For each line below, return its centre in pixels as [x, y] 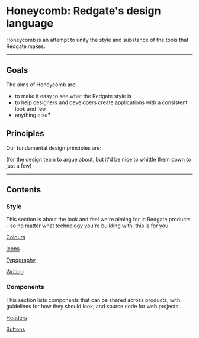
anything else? [33, 115]
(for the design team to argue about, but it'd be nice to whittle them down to [99, 159]
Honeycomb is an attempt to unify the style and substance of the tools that [97, 40]
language [30, 23]
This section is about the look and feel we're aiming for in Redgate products [98, 220]
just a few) [19, 165]
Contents [24, 190]
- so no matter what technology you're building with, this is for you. [88, 226]
